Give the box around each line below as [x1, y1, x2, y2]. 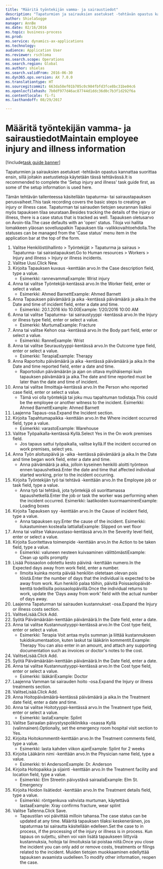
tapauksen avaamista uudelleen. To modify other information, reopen [19, 854, 156, 860]
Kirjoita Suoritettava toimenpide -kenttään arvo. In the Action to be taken [12, 539, 156, 545]
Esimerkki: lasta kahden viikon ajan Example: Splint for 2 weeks [19, 746, 145, 752]
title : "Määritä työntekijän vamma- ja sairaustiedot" [5, 7, 119, 12]
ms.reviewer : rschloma [5, 52, 51, 57]
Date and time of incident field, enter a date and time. [12, 301, 119, 307]
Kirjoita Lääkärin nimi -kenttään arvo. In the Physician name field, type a [12, 751, 155, 757]
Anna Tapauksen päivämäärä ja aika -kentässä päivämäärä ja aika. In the [12, 296, 156, 302]
